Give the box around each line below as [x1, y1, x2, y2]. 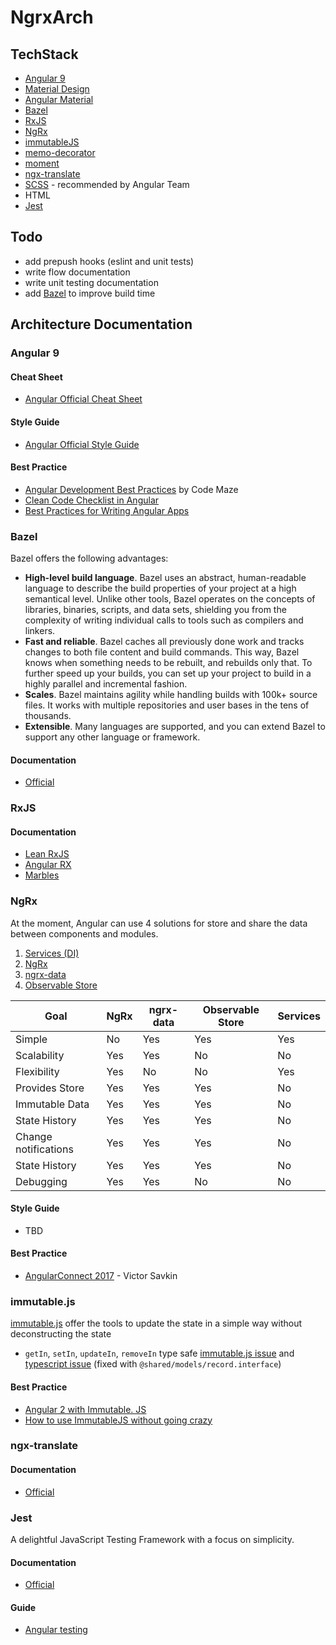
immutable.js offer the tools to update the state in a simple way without [10, 1317, 303, 1330]
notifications [15, 1142, 74, 1156]
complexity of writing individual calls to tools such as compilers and [24, 614, 304, 626]
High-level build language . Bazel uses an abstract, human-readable [24, 572, 307, 584]
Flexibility [15, 1064, 60, 1078]
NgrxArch [10, 6, 94, 29]
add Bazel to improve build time [24, 287, 156, 299]
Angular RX [24, 859, 72, 871]
